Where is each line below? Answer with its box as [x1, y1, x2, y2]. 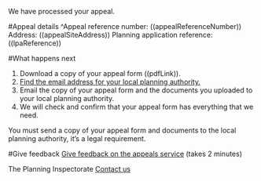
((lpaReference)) [8, 38, 61, 48]
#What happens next [8, 54, 76, 63]
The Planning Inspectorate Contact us [8, 165, 131, 173]
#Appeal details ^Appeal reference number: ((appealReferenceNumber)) [8, 22, 242, 31]
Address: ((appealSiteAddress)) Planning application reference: [8, 31, 214, 39]
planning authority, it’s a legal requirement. [8, 134, 146, 143]
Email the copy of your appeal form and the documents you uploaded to [19, 85, 253, 95]
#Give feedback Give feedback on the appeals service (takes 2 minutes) [8, 149, 242, 158]
